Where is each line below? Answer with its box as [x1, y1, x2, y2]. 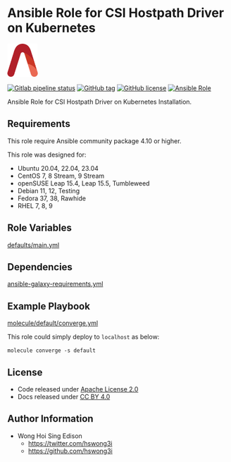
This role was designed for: [7, 150, 87, 159]
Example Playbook [7, 300, 90, 312]
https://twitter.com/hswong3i [27, 439, 113, 447]
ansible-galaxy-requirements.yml [7, 280, 104, 288]
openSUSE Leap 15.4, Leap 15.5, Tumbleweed [17, 178, 150, 188]
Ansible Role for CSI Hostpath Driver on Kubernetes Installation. [7, 97, 192, 106]
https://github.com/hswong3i [27, 446, 113, 455]
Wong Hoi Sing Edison [17, 432, 82, 440]
